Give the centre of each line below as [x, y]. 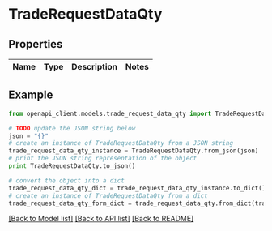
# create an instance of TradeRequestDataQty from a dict [108, 195]
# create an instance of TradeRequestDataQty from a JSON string [121, 143]
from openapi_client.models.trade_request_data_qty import [110, 113]
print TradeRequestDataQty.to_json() [72, 166]
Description [94, 67]
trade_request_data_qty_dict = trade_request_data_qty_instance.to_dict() [137, 188]
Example [31, 95]
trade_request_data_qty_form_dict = [70, 203]
